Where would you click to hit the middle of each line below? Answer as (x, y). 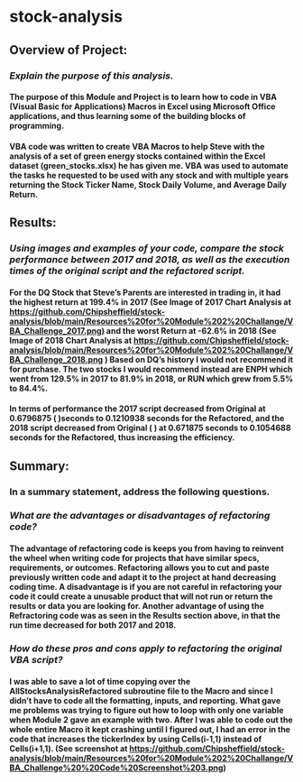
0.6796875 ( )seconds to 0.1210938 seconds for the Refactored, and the (147, 419)
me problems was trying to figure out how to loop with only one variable (147, 710)
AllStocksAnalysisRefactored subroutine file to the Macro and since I (141, 691)
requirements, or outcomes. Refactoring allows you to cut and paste (139, 568)
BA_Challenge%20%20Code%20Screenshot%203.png (116, 768)
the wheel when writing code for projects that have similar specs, (134, 558)
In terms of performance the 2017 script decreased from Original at (138, 409)
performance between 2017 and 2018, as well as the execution (150, 259)
